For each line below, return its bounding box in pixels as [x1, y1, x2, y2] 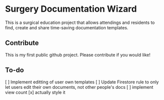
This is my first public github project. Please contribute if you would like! [5, 52, 151, 58]
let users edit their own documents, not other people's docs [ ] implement [5, 84, 154, 90]
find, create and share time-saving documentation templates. [5, 24, 129, 30]
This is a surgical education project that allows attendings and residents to [5, 20, 155, 25]
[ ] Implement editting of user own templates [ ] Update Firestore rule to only [5, 79, 159, 85]
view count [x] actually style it [5, 89, 66, 95]
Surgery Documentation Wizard [5, 3, 137, 15]
